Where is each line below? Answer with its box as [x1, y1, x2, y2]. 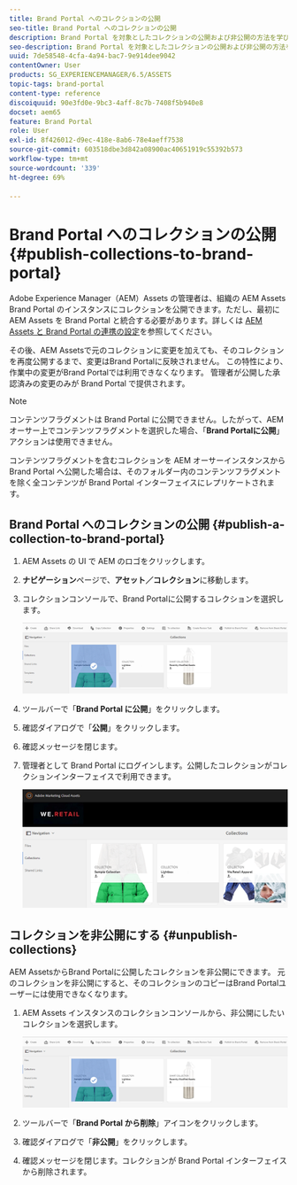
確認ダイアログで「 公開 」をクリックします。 [21, 722, 185, 732]
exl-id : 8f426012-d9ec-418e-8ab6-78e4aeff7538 [9, 136, 184, 145]
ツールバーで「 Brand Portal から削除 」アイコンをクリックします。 [21, 1117, 263, 1128]
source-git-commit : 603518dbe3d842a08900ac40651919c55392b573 [9, 145, 243, 154]
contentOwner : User [9, 61, 81, 70]
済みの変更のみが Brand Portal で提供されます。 [16, 378, 190, 389]
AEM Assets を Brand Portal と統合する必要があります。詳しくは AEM [9, 315, 263, 326]
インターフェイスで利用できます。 [52, 771, 177, 781]
